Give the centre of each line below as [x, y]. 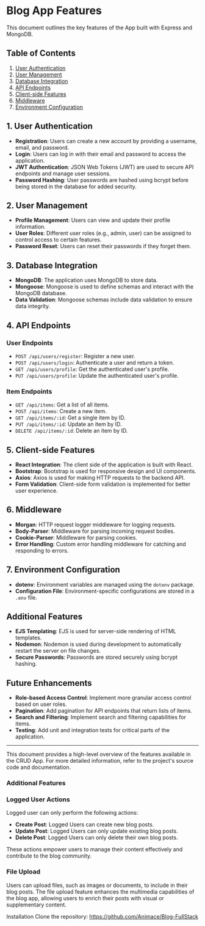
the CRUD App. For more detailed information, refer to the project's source [100, 761]
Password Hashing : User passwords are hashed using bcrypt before [102, 180]
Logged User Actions [38, 799]
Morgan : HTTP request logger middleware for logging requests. [95, 524]
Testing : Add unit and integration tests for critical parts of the [92, 730]
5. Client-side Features [51, 450]
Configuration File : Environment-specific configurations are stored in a [105, 591]
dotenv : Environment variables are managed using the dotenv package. [105, 584]
